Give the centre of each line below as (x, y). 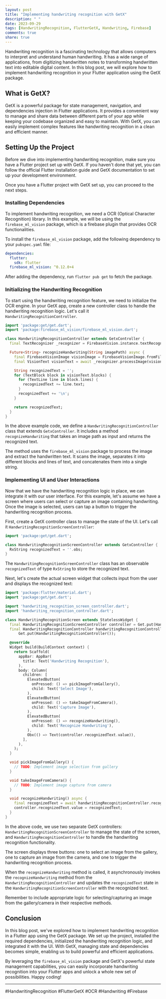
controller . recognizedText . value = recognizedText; (68, 808)
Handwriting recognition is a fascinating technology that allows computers (81, 51)
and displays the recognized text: (39, 584)
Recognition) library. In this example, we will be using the (63, 219)
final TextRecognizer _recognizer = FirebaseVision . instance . (75, 343)
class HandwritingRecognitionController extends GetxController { (75, 339)
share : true (17, 38)
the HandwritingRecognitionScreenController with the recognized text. (77, 888)
